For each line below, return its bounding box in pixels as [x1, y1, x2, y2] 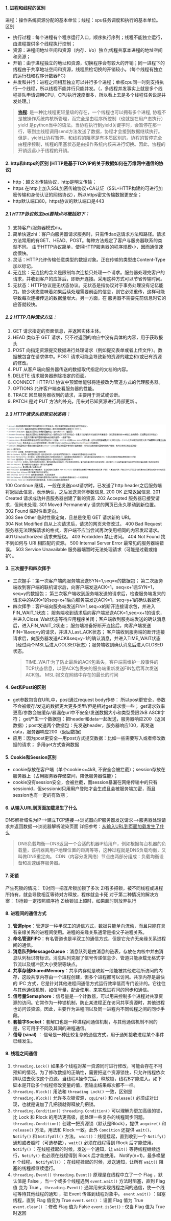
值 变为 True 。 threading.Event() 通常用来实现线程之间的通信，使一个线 [12, 1184, 165, 1190]
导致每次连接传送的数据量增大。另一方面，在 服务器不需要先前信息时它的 [12, 295, 166, 301]
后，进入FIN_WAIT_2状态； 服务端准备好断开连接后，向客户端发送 [12, 622, 152, 628]
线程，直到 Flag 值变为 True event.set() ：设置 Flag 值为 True [12, 1197, 144, 1203]
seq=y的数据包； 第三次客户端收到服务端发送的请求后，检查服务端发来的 [12, 590, 166, 596]
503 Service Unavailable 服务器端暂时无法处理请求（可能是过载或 [15, 546, 153, 552]
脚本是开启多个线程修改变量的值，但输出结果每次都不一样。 [12, 1082, 138, 1088]
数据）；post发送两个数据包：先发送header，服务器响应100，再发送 [12, 722, 154, 728]
